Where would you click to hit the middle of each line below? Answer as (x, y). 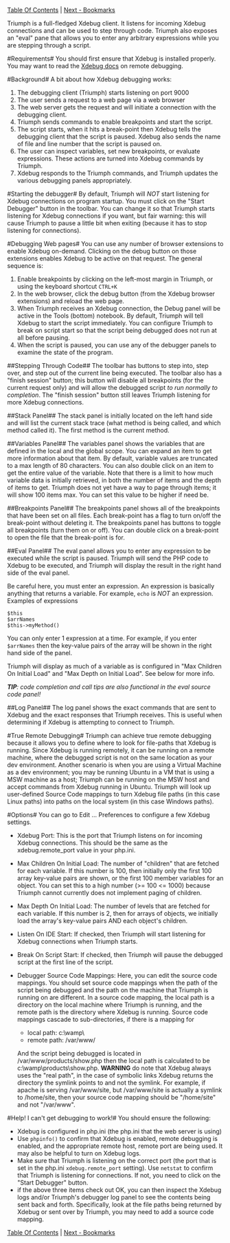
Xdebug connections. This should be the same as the (92, 843)
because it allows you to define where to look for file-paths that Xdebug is (112, 743)
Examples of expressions (43, 601)
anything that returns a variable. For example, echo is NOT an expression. (110, 593)
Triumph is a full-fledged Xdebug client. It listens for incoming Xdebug (106, 23)
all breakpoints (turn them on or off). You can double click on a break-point (113, 530)
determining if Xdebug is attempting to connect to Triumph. (91, 722)
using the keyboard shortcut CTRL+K (67, 286)
